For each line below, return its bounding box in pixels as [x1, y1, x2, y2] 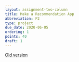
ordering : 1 [5, 30, 29, 34]
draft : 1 [5, 39, 23, 44]
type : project [5, 20, 34, 26]
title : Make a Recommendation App [5, 12, 75, 16]
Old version [5, 52, 28, 58]
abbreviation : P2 [5, 16, 40, 21]
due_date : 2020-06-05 [5, 25, 49, 30]
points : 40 [5, 34, 27, 39]
